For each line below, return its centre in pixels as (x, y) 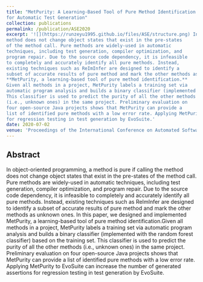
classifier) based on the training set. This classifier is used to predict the (96, 240)
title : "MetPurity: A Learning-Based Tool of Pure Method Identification (101, 12)
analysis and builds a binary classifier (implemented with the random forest (100, 233)
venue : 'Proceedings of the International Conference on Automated (93, 130)
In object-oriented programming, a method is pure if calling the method (95, 169)
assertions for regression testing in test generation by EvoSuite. (85, 272)
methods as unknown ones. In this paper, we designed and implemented (97, 214)
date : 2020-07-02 (28, 125)
